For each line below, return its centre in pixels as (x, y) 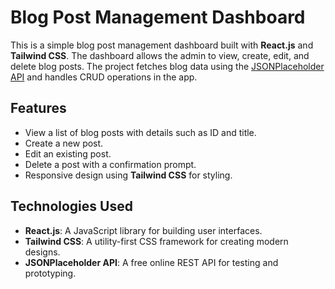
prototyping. (50, 273)
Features (38, 108)
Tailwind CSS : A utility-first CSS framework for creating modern (156, 241)
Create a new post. (64, 143)
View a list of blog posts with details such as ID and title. (140, 132)
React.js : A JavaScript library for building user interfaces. (143, 230)
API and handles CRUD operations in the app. (104, 77)
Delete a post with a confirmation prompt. (110, 164)
